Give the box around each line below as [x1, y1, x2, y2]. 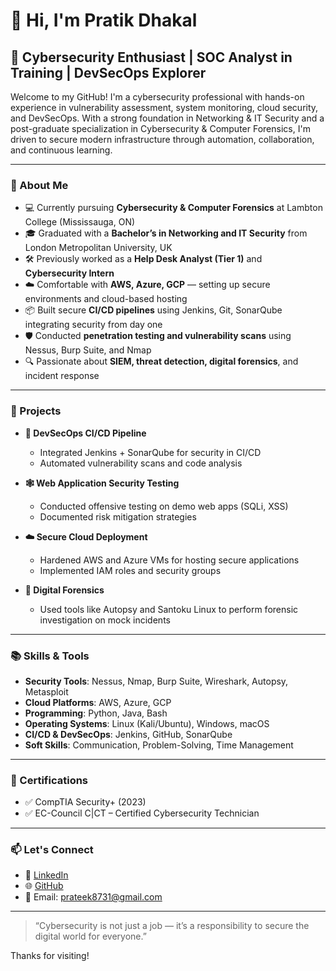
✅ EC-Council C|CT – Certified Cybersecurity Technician [24, 807, 260, 819]
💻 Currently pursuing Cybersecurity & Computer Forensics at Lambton [24, 202, 323, 214]
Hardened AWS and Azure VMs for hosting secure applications [39, 554, 300, 566]
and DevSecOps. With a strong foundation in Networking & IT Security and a [10, 112, 325, 124]
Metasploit [24, 685, 69, 698]
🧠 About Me [10, 178, 69, 192]
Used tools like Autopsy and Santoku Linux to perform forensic [39, 603, 299, 615]
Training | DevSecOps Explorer [10, 64, 207, 81]
